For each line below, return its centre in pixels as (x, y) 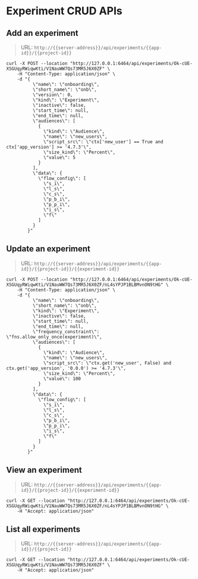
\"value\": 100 (62, 378)
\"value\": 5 (60, 158)
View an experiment (44, 470)
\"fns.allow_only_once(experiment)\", (54, 337)
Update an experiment (48, 249)
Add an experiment (42, 33)
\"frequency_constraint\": (66, 332)
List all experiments (43, 529)
